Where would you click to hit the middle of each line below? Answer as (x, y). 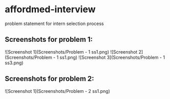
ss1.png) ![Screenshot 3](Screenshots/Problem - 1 (112, 57)
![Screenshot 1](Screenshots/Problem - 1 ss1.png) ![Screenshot (71, 52)
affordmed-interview (50, 9)
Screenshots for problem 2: (49, 79)
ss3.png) (14, 63)
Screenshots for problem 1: (49, 40)
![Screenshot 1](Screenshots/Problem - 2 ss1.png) (58, 91)
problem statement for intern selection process (55, 23)
